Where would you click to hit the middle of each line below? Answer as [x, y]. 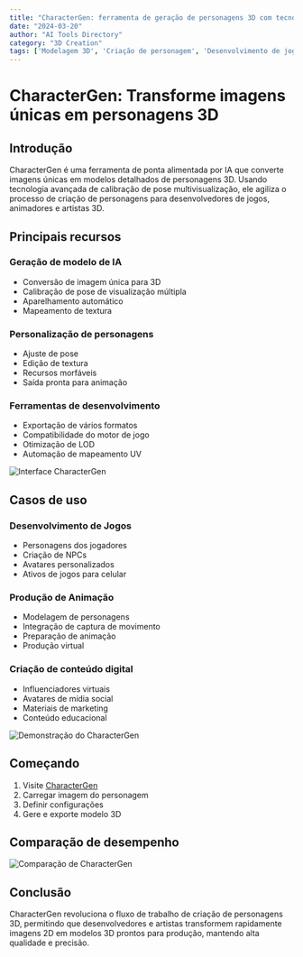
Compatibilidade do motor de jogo [86, 435]
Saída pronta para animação [75, 382]
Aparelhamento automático [73, 301]
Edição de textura [55, 363]
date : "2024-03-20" [46, 26]
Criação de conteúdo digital [71, 669]
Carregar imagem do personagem [85, 795]
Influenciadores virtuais [66, 689]
